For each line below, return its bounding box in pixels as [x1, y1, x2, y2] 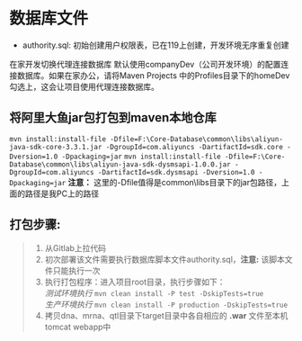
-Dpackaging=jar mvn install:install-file [61, 152, 222, 161]
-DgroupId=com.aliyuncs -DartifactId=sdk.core [105, 142, 283, 151]
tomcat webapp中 [44, 321, 111, 332]
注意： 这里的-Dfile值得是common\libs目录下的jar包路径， [67, 176, 281, 187]
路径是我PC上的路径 [24, 188, 100, 199]
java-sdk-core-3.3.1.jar [9, 142, 102, 151]
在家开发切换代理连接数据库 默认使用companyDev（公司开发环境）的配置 [9, 58, 281, 69]
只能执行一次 [52, 265, 101, 275]
